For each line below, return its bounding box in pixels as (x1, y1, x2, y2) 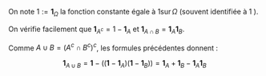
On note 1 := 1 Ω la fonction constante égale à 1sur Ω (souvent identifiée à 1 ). (8, 7, 259, 18)
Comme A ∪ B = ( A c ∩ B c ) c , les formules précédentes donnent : (8, 42, 219, 53)
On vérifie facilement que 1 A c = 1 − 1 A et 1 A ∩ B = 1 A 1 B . (8, 24, 185, 35)
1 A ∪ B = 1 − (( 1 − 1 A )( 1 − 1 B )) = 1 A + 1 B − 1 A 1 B (62, 58, 207, 70)
